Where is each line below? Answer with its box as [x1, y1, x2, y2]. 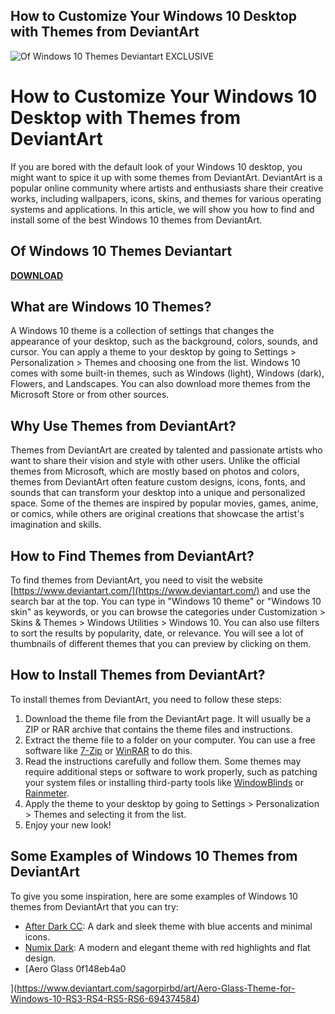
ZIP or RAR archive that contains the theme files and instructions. [24, 723, 293, 735]
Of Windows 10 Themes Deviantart [10, 243, 233, 260]
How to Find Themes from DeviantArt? [10, 547, 255, 564]
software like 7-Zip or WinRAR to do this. [24, 744, 193, 756]
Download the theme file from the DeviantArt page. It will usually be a [24, 712, 312, 724]
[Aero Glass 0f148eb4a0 [24, 962, 127, 974]
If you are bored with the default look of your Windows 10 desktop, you [10, 160, 303, 173]
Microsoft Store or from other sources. [10, 389, 170, 401]
